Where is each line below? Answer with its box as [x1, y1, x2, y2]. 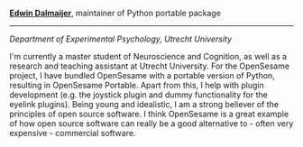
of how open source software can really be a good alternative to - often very [9, 118, 294, 129]
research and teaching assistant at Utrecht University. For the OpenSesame [9, 60, 290, 71]
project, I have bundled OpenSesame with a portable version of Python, [9, 70, 275, 80]
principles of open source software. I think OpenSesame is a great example [9, 108, 289, 119]
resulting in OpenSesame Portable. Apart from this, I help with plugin [9, 80, 264, 90]
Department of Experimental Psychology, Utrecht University [9, 33, 233, 44]
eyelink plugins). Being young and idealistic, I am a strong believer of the [9, 99, 280, 109]
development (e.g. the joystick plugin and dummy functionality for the [9, 89, 268, 100]
